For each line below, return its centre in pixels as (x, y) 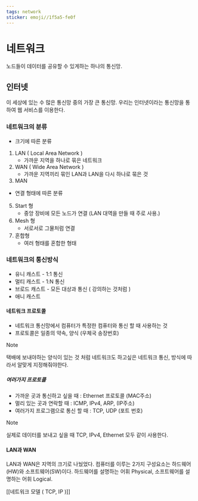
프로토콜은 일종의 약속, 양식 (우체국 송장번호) (67, 333)
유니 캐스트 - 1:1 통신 (39, 274)
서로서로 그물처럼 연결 (49, 228)
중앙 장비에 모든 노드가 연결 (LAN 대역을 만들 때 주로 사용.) (92, 213)
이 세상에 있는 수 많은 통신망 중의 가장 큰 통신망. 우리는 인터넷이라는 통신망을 (95, 103)
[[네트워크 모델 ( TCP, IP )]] (38, 492)
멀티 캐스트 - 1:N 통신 (40, 281)
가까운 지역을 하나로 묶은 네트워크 (63, 160)
